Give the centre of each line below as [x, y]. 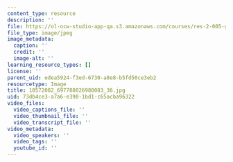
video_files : [26, 103]
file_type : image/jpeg [40, 33]
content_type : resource [42, 13]
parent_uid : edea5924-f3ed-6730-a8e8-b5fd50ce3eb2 [82, 78]
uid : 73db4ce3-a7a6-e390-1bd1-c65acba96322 [71, 97]
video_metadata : [31, 129]
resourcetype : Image [37, 84]
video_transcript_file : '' [52, 122]
